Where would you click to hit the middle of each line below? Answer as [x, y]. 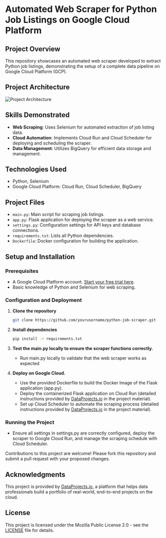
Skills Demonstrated [37, 115]
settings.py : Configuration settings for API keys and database [76, 225]
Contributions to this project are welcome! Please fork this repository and [80, 453]
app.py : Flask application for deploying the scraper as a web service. [83, 220]
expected [29, 363]
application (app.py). [41, 388]
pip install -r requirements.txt [47, 339]
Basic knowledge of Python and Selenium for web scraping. [74, 287]
